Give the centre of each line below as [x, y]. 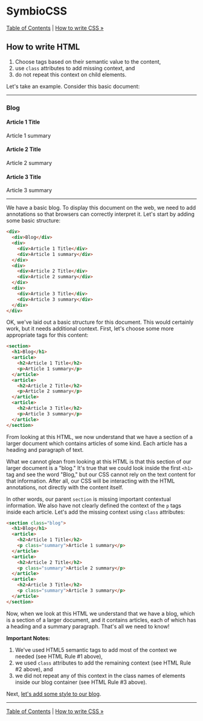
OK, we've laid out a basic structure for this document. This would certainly [100, 322]
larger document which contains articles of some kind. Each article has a [97, 443]
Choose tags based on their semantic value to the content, [88, 61]
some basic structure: [34, 221]
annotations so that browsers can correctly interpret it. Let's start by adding [101, 214]
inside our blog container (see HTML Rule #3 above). [81, 682]
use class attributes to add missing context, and [75, 68]
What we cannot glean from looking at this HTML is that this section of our [99, 461]
